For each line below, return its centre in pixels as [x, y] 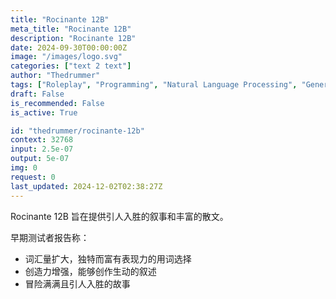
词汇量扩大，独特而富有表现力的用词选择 [108, 258]
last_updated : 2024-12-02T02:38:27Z [86, 186]
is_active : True [44, 112]
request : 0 [33, 177]
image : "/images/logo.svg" [66, 57]
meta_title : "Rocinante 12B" [71, 29]
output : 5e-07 [40, 159]
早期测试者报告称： [50, 237]
